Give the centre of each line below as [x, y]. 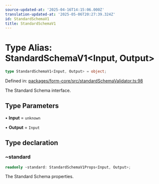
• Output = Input [23, 127]
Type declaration [32, 143]
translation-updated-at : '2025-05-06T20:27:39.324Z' [60, 14]
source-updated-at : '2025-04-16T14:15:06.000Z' [55, 10]
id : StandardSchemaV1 [27, 19]
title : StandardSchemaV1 [31, 23]
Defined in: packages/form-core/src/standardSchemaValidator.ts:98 [74, 81]
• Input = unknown [23, 118]
